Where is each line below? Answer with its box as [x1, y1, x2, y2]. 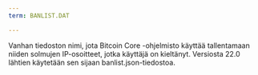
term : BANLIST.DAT [8, 11, 70, 20]
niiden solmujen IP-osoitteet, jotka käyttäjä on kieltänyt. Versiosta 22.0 [8, 49, 240, 58]
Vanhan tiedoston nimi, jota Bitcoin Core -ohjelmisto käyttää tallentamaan [8, 41, 250, 50]
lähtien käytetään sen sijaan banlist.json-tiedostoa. [8, 57, 176, 67]
